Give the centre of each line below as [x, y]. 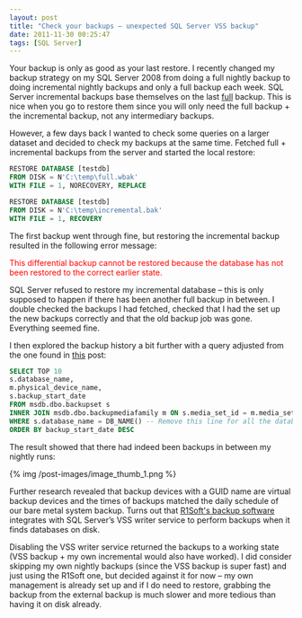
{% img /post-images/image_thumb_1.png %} [93, 473]
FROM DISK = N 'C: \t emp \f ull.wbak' [74, 177]
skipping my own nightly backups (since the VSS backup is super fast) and [148, 566]
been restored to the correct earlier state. [86, 272]
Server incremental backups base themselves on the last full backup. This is [151, 97]
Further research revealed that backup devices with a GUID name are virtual [150, 491]
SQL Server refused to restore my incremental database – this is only [137, 289]
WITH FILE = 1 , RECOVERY [56, 218]
